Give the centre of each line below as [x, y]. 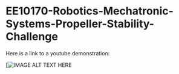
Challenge [32, 37]
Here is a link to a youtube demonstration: [58, 53]
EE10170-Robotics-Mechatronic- [89, 11]
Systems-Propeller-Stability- [80, 24]
